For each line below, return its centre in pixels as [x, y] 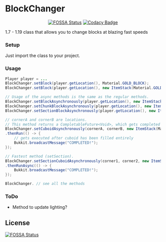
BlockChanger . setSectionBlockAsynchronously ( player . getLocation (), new [80, 111]
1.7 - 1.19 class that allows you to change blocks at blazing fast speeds [77, 32]
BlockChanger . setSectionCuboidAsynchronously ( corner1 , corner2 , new [77, 161]
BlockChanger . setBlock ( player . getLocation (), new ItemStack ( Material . [79, 88]
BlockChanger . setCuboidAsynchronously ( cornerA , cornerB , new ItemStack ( [82, 129]
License [18, 223]
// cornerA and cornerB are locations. [46, 120]
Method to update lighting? [40, 207]
